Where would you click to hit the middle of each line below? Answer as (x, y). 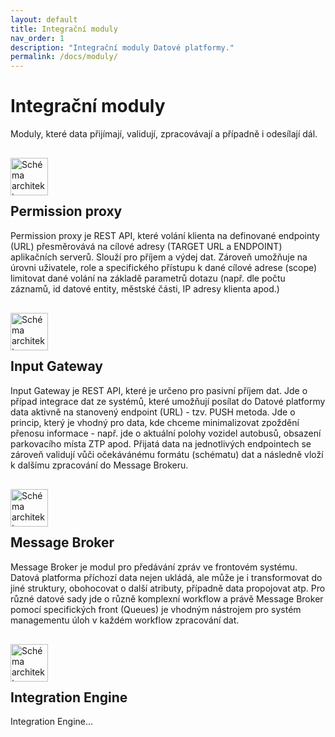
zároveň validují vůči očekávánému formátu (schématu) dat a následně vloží (167, 454)
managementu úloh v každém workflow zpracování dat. (125, 620)
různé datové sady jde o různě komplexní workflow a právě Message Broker (167, 598)
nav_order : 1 (37, 38)
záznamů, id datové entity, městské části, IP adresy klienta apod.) (145, 288)
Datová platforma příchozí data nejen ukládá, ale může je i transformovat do (166, 577)
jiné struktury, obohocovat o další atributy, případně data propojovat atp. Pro (168, 588)
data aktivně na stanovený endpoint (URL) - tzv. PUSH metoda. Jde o (153, 412)
